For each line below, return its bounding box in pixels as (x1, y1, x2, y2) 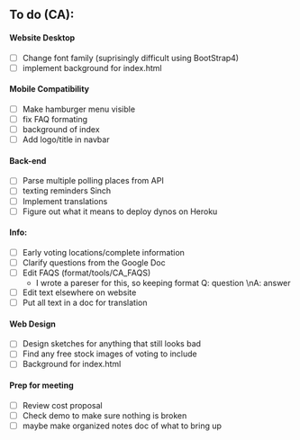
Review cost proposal (22, 400, 103, 410)
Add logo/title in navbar (22, 134, 110, 145)
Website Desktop (9, 31, 76, 43)
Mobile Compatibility (9, 84, 90, 94)
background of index (22, 124, 101, 135)
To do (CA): (9, 7, 75, 22)
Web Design (9, 319, 56, 329)
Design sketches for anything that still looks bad (22, 338, 201, 349)
